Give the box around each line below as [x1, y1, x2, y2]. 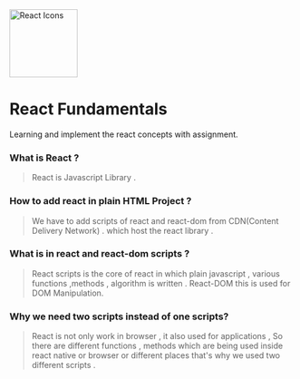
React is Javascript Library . [31, 172, 136, 183]
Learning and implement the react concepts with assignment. [9, 129, 238, 140]
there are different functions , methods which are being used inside [31, 340, 284, 352]
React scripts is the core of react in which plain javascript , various [31, 267, 281, 279]
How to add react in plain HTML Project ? [9, 195, 192, 208]
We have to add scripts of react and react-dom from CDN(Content [31, 215, 279, 226]
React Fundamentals [9, 99, 168, 120]
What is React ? [9, 151, 80, 164]
